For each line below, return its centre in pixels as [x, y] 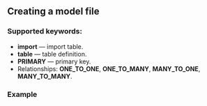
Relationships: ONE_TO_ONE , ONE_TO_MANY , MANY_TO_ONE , [109, 68]
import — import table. [50, 46]
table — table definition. [52, 54]
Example [22, 94]
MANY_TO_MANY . [45, 76]
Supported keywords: [45, 31]
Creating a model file [53, 12]
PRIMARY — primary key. [54, 61]
